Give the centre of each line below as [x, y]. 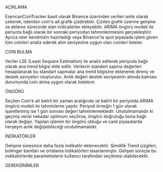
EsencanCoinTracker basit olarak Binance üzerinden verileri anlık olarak [77, 16]
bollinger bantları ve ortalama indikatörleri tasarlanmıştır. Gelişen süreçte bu [81, 151]
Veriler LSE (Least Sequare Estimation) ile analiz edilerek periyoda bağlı [77, 61]
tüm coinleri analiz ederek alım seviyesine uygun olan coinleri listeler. [74, 42]
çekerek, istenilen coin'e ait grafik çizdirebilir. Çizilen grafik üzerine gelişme [81, 22]
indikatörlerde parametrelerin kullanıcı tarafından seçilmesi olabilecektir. [77, 156]
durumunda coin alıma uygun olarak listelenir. [51, 82]
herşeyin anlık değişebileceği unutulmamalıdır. [51, 127]
